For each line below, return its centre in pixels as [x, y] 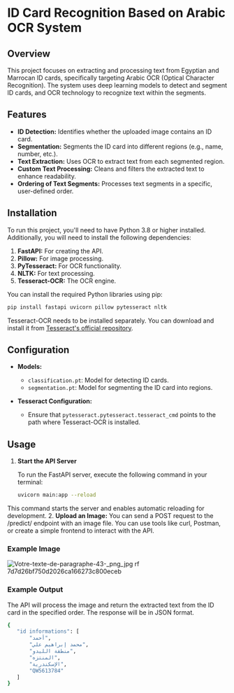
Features [27, 114]
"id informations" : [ [48, 631]
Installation [32, 213]
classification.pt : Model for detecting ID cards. [98, 380]
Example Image [34, 549]
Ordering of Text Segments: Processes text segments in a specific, [115, 183]
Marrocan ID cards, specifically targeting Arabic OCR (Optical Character [111, 78]
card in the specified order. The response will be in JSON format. [101, 612]
